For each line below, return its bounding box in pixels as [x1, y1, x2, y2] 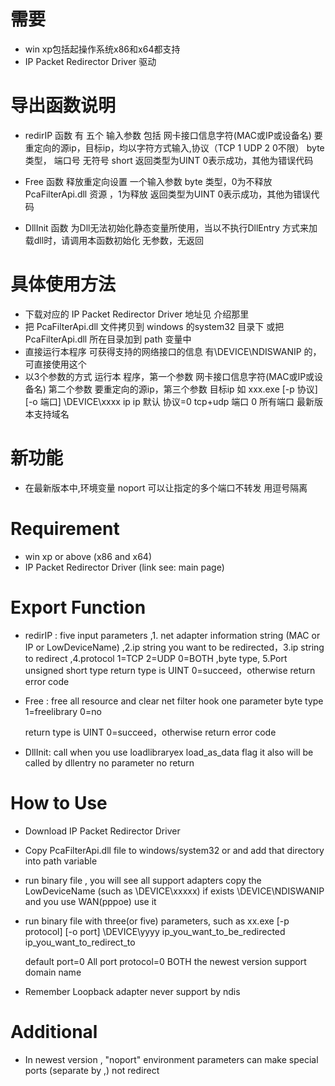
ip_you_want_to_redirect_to [24, 936, 136, 948]
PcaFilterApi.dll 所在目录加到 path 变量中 [24, 333, 192, 345]
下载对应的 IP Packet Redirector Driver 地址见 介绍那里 [24, 308, 250, 320]
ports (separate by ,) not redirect [24, 1064, 160, 1076]
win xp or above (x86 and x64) [24, 550, 153, 562]
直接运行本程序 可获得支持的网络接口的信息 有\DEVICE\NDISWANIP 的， [24, 345, 322, 357]
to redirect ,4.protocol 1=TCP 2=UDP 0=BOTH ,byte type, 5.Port [24, 652, 288, 664]
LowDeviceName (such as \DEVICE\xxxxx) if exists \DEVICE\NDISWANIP [24, 885, 325, 897]
